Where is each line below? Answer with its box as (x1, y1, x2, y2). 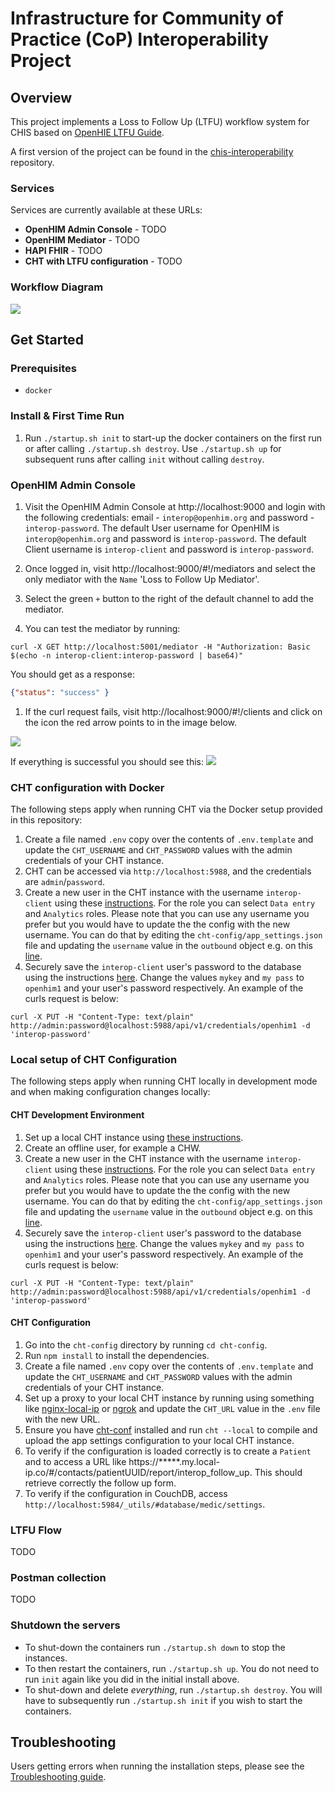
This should (254, 1466, 303, 1478)
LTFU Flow (10, 1523, 62, 1537)
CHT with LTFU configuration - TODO (24, 255, 183, 267)
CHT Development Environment (10, 1108, 145, 1121)
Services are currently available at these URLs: (10, 204, 203, 216)
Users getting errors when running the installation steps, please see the (10, 1760, 305, 1772)
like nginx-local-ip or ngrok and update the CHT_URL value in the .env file (24, 1402, 321, 1414)
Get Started (10, 331, 84, 348)
